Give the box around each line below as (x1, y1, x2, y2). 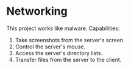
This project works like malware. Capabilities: (6, 25, 120, 32)
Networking (6, 4, 68, 18)
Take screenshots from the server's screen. (15, 36, 125, 43)
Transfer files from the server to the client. (15, 56, 122, 63)
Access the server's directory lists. (15, 49, 103, 56)
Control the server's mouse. (15, 43, 86, 50)
